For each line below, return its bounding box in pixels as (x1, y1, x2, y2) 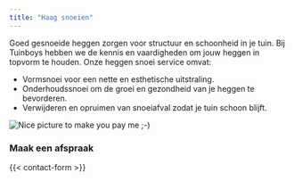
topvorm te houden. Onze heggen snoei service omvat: (9, 56, 212, 67)
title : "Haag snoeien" (9, 12, 94, 22)
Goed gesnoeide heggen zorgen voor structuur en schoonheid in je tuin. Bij (9, 37, 285, 48)
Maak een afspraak (9, 142, 94, 154)
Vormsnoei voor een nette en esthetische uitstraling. (21, 73, 215, 85)
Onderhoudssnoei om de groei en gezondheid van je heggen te (21, 83, 256, 94)
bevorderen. (21, 93, 68, 103)
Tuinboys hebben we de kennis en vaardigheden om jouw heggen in (9, 46, 260, 58)
